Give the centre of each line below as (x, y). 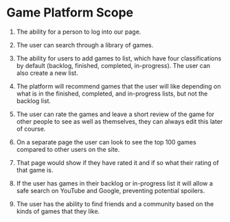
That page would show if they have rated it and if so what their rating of (117, 162)
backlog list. (34, 100)
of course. (31, 129)
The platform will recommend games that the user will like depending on (118, 86)
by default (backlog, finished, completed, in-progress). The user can (113, 65)
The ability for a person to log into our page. (79, 32)
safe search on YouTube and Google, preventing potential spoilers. (111, 190)
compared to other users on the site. (68, 149)
